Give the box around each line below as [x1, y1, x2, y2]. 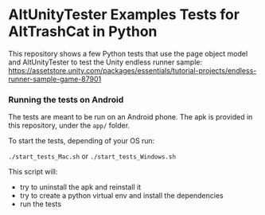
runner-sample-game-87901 [8, 74, 102, 84]
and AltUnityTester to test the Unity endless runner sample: [8, 57, 203, 67]
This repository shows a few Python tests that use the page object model [8, 49, 248, 58]
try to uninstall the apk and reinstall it [19, 182, 142, 192]
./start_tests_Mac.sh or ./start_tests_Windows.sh [8, 151, 177, 161]
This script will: [8, 167, 58, 177]
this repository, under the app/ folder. [8, 121, 130, 131]
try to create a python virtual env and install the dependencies [19, 191, 224, 201]
